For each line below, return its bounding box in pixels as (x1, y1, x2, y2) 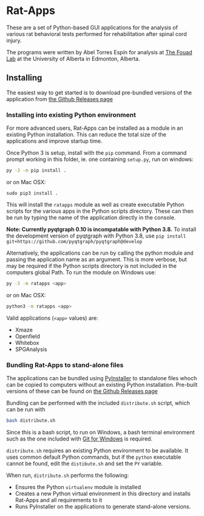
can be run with (6, 406, 46, 413)
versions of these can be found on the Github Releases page (6, 387, 158, 395)
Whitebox (15, 339, 39, 346)
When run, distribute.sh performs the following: (6, 472, 129, 479)
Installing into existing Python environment (6, 110, 137, 119)
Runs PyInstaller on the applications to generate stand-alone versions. (15, 503, 191, 510)
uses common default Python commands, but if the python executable (6, 453, 182, 461)
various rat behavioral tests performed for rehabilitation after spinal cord (6, 30, 187, 37)
